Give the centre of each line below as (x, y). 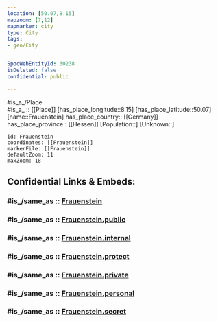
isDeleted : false (32, 70)
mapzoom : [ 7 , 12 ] (30, 20)
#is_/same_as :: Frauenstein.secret (67, 312)
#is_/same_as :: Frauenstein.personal (71, 293)
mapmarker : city (30, 26)
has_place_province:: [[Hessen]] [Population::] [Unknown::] (91, 124)
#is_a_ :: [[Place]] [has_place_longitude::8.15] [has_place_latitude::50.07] (109, 109)
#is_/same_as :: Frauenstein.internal (69, 238)
